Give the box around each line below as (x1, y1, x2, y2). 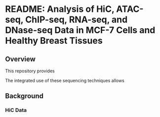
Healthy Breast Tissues (5, 35, 103, 47)
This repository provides (5, 68, 55, 74)
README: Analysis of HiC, (5, 3, 115, 15)
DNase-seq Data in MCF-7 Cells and (5, 25, 156, 36)
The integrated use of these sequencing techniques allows (5, 78, 124, 83)
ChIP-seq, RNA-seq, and (25, 14, 128, 25)
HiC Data (5, 107, 27, 114)
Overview (5, 55, 36, 63)
